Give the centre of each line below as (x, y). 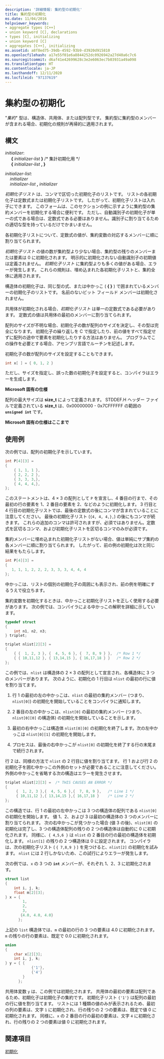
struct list (17, 879)
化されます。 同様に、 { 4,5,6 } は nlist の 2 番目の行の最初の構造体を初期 (81, 835)
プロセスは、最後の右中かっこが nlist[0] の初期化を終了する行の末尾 (82, 744)
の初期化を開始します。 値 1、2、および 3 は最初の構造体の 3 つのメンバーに (82, 817)
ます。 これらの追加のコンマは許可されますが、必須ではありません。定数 (82, 523)
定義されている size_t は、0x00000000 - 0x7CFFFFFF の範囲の (77, 406)
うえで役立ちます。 (28, 590)
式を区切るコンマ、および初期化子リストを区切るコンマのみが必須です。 (77, 529)
